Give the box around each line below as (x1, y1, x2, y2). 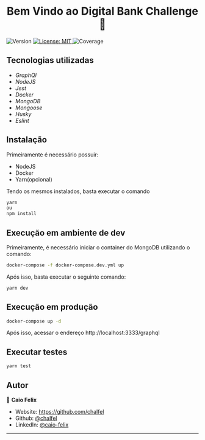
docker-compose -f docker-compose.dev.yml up (6, 262, 124, 268)
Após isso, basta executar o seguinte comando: (6, 273, 126, 280)
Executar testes (6, 346, 68, 357)
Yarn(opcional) (15, 175, 53, 183)
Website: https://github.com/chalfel (15, 408, 104, 415)
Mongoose (15, 104, 43, 111)
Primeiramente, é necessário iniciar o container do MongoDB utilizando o (6, 244, 190, 251)
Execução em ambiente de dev (6, 227, 126, 238)
